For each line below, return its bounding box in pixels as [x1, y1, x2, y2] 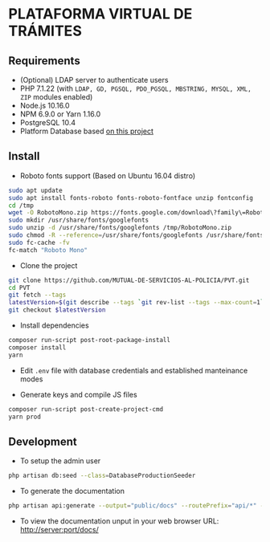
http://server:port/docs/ [19, 525, 99, 534]
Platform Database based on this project [19, 126, 154, 136]
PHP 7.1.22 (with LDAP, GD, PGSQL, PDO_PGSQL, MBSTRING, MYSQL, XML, [19, 84, 252, 93]
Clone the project [19, 260, 78, 270]
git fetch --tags [8, 291, 67, 300]
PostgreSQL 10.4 [19, 118, 76, 127]
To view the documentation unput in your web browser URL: [19, 516, 219, 526]
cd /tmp [8, 202, 35, 210]
